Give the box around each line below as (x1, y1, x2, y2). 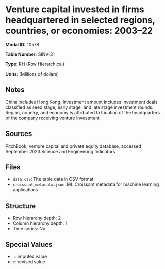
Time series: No (12, 226, 46, 232)
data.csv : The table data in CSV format (12, 176, 94, 182)
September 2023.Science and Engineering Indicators (5, 148, 115, 154)
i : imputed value (12, 253, 47, 259)
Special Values (5, 240, 53, 249)
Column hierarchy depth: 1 (12, 220, 67, 226)
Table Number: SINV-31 (5, 51, 55, 57)
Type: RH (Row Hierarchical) (5, 61, 64, 67)
